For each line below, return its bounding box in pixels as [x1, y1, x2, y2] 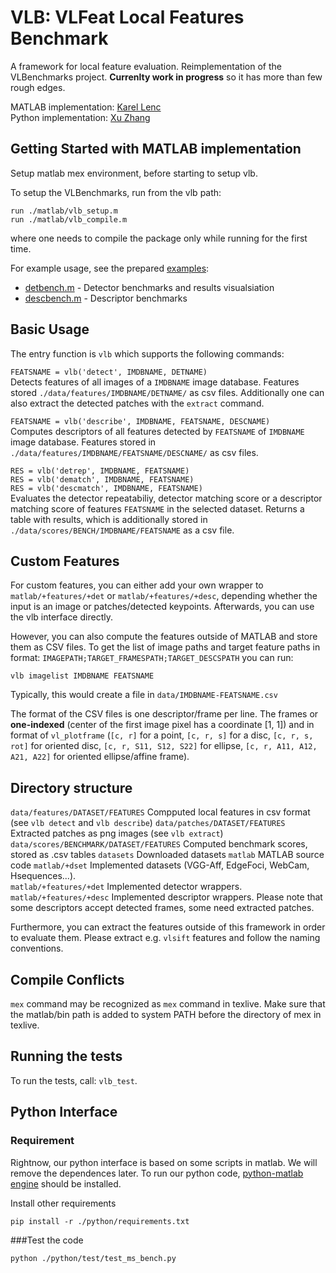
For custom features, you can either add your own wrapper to [10, 579, 264, 591]
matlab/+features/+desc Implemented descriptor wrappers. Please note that [10, 891, 323, 903]
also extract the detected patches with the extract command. [10, 397, 265, 409]
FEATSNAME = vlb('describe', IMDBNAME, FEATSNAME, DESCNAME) [10, 416, 271, 426]
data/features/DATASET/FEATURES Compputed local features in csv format [10, 806, 311, 818]
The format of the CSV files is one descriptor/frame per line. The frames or [10, 708, 319, 720]
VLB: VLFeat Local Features [10, 6, 245, 29]
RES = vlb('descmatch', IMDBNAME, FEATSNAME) [10, 483, 203, 493]
